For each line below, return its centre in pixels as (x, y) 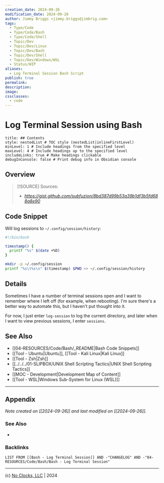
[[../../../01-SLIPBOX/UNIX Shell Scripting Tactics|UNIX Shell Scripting (82, 364)
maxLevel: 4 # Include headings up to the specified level (66, 151)
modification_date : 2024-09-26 (37, 14)
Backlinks (17, 447)
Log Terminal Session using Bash (74, 125)
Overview (20, 175)
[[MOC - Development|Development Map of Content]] (66, 374)
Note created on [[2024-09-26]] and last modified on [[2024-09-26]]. (76, 411)
